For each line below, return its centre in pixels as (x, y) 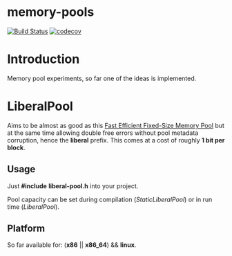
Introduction (43, 59)
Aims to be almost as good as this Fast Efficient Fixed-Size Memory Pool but (116, 125)
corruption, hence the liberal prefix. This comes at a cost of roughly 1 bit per (116, 140)
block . (16, 147)
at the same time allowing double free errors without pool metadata (103, 133)
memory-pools (51, 12)
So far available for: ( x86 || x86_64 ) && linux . (72, 245)
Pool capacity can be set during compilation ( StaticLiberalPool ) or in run (110, 199)
